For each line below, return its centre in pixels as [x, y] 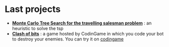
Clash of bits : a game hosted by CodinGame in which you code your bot [88, 33]
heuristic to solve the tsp [38, 28]
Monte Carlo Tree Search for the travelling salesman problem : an [82, 23]
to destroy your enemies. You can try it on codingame [68, 39]
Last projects [33, 9]
